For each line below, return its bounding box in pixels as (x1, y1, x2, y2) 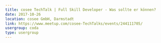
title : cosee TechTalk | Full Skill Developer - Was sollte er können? (5, 7, 156, 12)
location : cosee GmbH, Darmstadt (5, 16, 74, 21)
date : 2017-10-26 (5, 12, 41, 17)
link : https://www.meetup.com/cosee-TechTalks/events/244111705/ (5, 21, 143, 26)
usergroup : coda (5, 26, 39, 31)
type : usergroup (5, 30, 39, 35)
